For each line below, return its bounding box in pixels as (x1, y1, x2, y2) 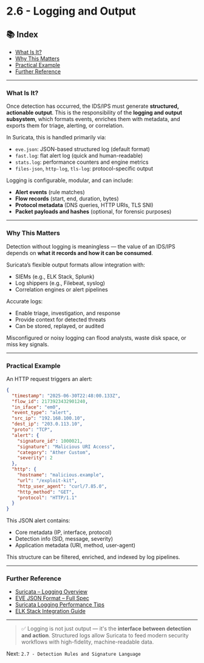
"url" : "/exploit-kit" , (17, 477, 78, 483)
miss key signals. (6, 340, 49, 348)
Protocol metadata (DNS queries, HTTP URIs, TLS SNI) (15, 202, 154, 209)
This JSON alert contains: (6, 517, 70, 524)
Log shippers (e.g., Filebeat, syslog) (15, 279, 105, 287)
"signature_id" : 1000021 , (17, 438, 83, 444)
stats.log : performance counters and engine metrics (15, 158, 149, 166)
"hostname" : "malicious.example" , (17, 472, 104, 479)
